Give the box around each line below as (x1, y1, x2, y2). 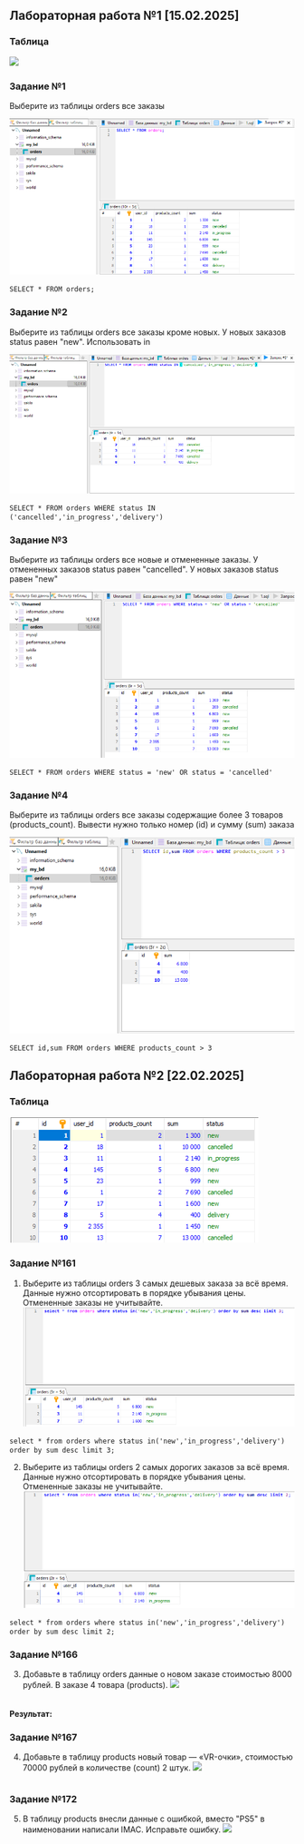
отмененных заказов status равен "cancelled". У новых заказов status (9, 564, 279, 575)
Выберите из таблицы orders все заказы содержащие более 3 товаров (9, 809, 283, 820)
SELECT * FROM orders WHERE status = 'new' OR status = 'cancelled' (9, 768, 273, 777)
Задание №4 (9, 789, 69, 801)
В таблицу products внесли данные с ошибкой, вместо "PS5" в (22, 1813, 265, 1824)
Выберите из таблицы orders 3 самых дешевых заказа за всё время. (22, 1278, 289, 1289)
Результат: (9, 1708, 52, 1719)
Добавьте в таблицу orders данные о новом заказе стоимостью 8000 (22, 1669, 292, 1680)
